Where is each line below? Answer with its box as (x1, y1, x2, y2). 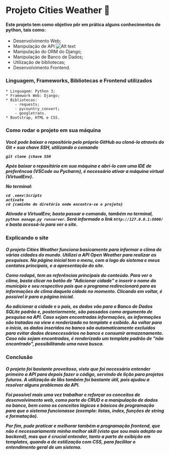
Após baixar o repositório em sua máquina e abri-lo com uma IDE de (6, 163, 152, 169)
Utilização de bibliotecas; (13, 59, 66, 65)
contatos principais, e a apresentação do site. (6, 262, 105, 268)
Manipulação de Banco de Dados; (13, 54, 83, 60)
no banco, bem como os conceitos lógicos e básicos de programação (6, 402, 154, 409)
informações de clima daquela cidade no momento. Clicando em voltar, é (6, 289, 162, 295)
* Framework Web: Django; (6, 93, 60, 98)
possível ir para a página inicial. (6, 294, 74, 300)
